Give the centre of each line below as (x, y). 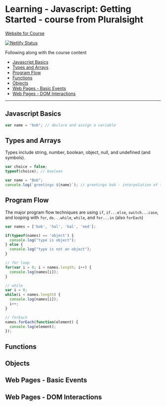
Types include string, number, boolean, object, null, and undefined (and (78, 152)
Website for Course (25, 33)
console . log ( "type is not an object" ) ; (51, 249)
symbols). (15, 158)
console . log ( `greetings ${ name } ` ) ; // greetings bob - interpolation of (82, 185)
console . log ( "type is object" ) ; (43, 240)
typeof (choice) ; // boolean (34, 172)
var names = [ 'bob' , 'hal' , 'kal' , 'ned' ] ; (51, 226)
